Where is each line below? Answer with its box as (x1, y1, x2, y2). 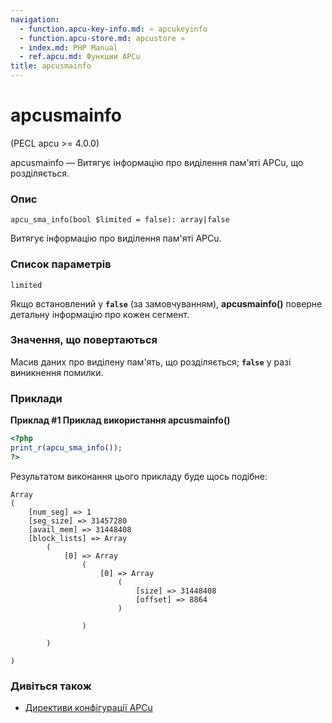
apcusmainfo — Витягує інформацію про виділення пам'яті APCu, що (10, 156, 304, 168)
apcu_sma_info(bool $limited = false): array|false (10, 215, 230, 225)
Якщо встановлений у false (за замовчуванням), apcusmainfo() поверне (10, 297, 323, 310)
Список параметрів (10, 257, 112, 271)
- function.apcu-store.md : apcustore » (19, 33, 186, 43)
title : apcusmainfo (10, 61, 92, 71)
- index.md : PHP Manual (19, 42, 118, 53)
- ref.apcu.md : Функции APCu (19, 52, 141, 62)
